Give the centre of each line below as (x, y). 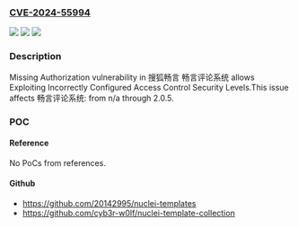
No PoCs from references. (57, 162)
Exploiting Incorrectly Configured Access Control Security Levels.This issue (149, 87)
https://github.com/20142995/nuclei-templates (109, 203)
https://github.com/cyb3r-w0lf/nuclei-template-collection (128, 213)
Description (35, 57)
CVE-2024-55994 (50, 13)
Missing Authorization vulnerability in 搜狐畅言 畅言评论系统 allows (132, 77)
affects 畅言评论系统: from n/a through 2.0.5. (92, 98)
